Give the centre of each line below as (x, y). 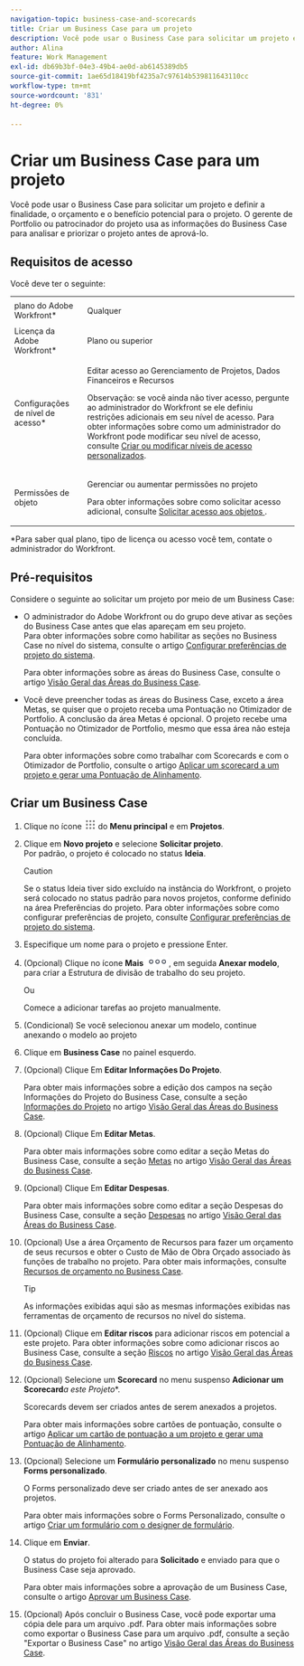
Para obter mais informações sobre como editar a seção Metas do (146, 1151)
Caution (38, 871)
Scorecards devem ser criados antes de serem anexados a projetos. (150, 1406)
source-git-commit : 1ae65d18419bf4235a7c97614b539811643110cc (129, 77)
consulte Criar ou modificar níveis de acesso (170, 446)
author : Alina (37, 48)
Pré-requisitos (52, 577)
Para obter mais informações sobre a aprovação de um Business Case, (155, 1586)
